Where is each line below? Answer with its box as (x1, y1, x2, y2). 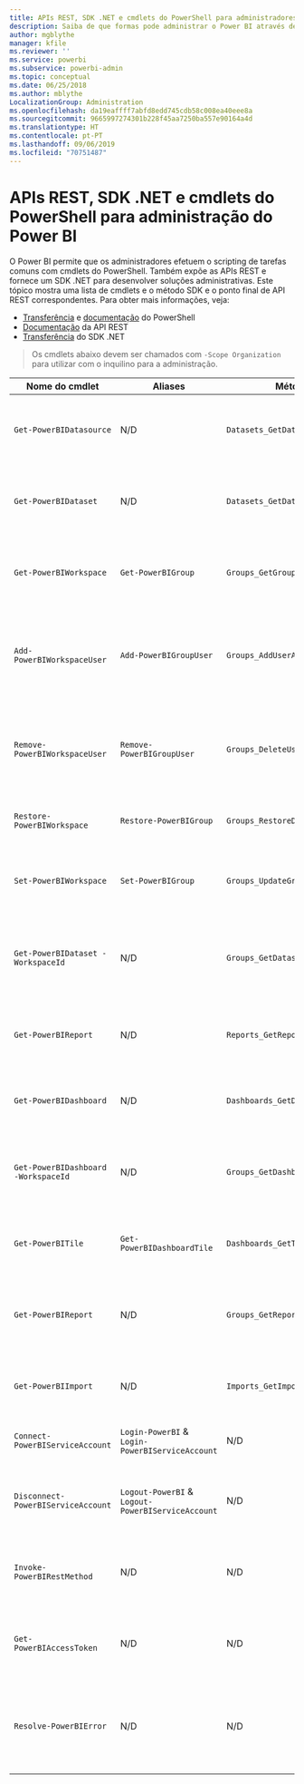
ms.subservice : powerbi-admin (9, 64, 124, 73)
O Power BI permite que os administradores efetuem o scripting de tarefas (9, 256, 287, 267)
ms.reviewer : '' (9, 47, 71, 56)
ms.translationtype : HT (9, 123, 100, 132)
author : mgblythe (9, 30, 75, 39)
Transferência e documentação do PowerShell (22, 312, 196, 323)
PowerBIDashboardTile (119, 1243, 214, 1253)
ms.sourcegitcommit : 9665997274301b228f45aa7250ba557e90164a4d (9, 114, 253, 123)
